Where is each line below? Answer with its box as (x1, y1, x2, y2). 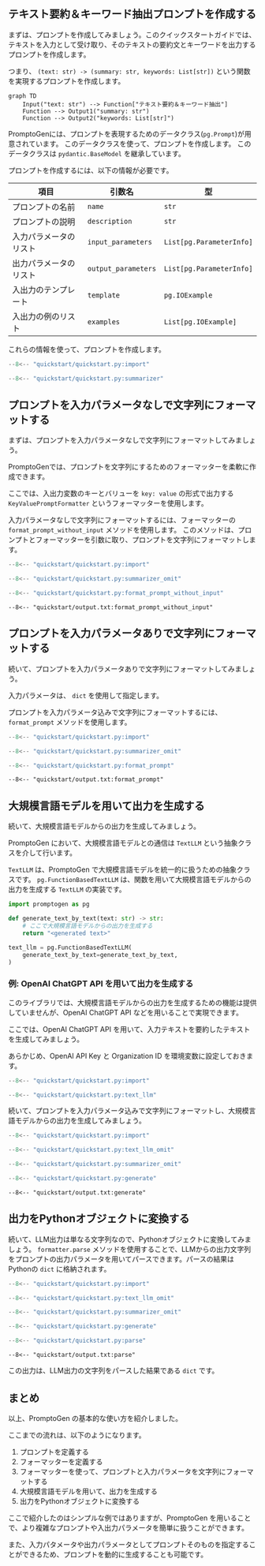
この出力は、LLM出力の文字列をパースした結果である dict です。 (8, 1366, 219, 1375)
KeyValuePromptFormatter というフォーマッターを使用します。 (8, 499, 208, 508)
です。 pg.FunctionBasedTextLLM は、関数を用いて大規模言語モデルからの (14, 875, 252, 884)
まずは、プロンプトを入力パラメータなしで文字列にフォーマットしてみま (8, 435, 243, 445)
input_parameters (87, 237, 152, 246)
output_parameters (87, 263, 156, 273)
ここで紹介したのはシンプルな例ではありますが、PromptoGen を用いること (8, 1513, 252, 1523)
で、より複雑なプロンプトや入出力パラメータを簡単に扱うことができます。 (8, 1523, 248, 1532)
